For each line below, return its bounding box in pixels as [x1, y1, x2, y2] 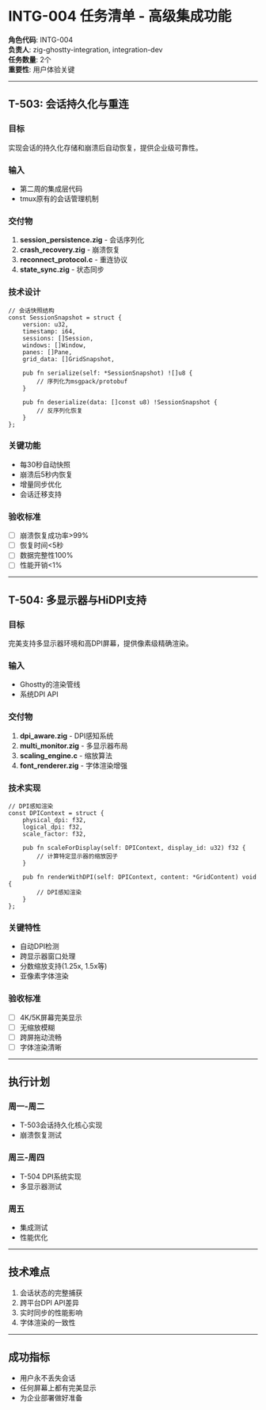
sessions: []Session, [22, 334, 93, 342]
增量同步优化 [19, 479, 62, 489]
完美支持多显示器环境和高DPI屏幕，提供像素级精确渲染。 [8, 638, 193, 648]
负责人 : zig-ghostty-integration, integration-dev [8, 44, 163, 54]
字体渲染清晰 [19, 1042, 62, 1052]
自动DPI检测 [19, 942, 59, 951]
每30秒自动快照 [19, 459, 71, 469]
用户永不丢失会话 [19, 1373, 76, 1382]
